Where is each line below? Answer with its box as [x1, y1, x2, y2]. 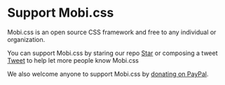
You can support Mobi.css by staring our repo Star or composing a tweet [7, 49, 218, 57]
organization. [7, 35, 46, 43]
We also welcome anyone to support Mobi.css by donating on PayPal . [7, 70, 209, 78]
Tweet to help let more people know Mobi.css [7, 56, 139, 64]
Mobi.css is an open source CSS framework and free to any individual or [7, 28, 217, 36]
